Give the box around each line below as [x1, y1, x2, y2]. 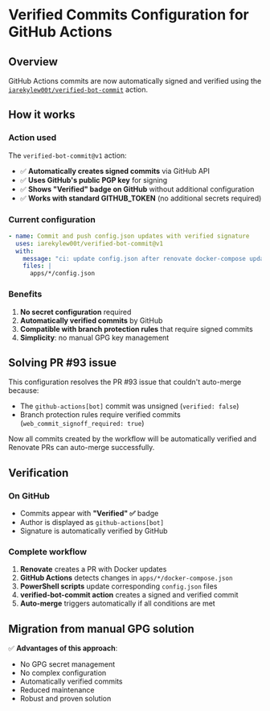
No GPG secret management [19, 659, 115, 669]
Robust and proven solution [19, 694, 112, 704]
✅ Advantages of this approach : [8, 643, 118, 653]
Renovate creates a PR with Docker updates [19, 564, 167, 574]
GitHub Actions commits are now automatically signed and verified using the [8, 76, 262, 85]
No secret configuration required [19, 307, 132, 316]
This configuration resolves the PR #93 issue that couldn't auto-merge [8, 377, 242, 387]
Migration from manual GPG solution [8, 622, 194, 635]
